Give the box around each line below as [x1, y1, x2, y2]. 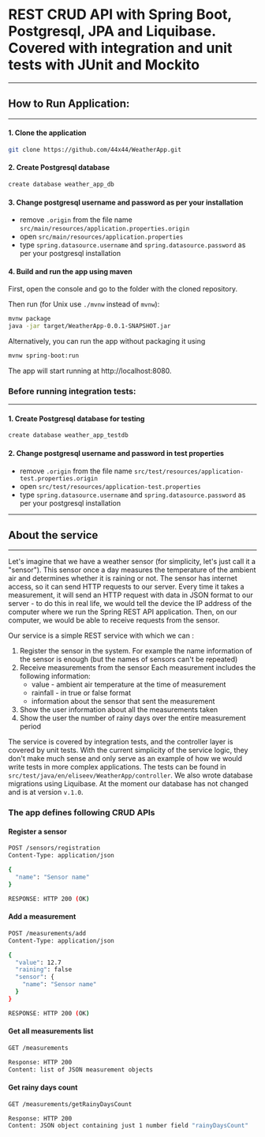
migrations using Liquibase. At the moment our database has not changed [8, 779, 248, 789]
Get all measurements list [8, 1026, 94, 1036]
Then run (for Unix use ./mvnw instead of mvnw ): [8, 299, 160, 309]
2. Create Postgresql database [8, 163, 110, 172]
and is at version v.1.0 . [8, 788, 84, 797]
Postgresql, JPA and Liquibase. [8, 22, 216, 40]
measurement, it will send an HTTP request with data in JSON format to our [8, 590, 254, 600]
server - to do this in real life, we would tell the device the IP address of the [8, 599, 252, 608]
